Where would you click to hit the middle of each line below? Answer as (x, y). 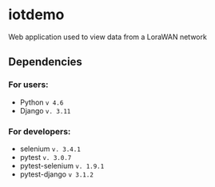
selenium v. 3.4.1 (50, 149)
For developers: (40, 131)
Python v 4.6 (42, 102)
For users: (29, 85)
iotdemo (36, 15)
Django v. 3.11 (45, 110)
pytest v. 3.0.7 (46, 157)
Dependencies (45, 62)
